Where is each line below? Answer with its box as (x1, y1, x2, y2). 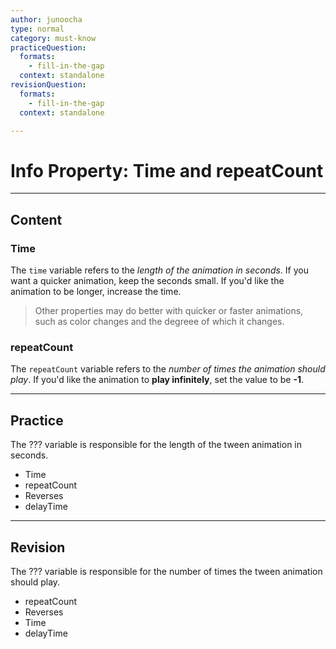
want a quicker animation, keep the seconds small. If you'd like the (10, 275, 285, 286)
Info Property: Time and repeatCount (10, 159, 324, 182)
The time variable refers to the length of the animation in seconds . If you (10, 264, 309, 276)
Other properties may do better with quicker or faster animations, (34, 305, 304, 316)
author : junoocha (10, 14, 83, 25)
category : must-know (10, 33, 97, 43)
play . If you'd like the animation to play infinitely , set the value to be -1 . (10, 374, 305, 386)
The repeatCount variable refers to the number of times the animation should (10, 363, 326, 375)
